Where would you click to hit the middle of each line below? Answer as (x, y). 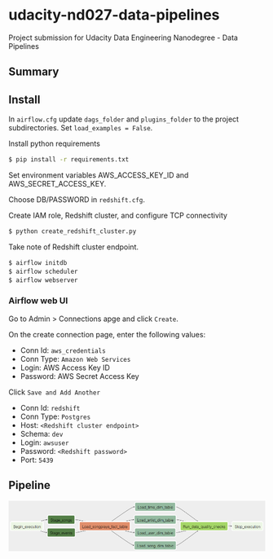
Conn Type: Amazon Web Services (75, 359)
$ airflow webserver (44, 280)
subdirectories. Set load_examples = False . (81, 128)
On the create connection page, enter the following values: (107, 334)
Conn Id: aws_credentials (63, 350)
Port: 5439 (37, 460)
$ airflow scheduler (44, 271)
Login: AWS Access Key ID (65, 368)
